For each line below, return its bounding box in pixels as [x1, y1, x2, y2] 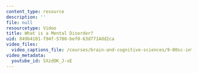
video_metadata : [6, 52, 46, 58]
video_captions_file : [11, 47, 65, 53]
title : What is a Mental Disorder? [6, 31, 94, 36]
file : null [6, 19, 33, 25]
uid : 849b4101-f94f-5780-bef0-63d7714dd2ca [6, 36, 115, 42]
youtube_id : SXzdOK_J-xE [11, 58, 72, 64]
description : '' [6, 14, 46, 20]
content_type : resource [6, 8, 65, 15]
